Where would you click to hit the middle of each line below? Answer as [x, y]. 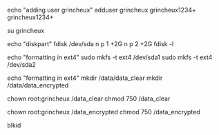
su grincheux [26, 31]
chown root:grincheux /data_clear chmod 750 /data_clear [89, 98]
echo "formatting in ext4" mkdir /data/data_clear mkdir [85, 78]
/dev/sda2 [21, 64]
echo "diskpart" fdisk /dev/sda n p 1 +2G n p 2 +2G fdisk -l [91, 44]
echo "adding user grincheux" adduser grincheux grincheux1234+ [102, 10]
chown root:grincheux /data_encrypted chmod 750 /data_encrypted [104, 112]
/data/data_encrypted [38, 85]
